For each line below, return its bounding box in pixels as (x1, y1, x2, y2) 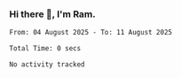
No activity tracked (9, 60, 86, 69)
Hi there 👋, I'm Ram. (9, 8, 96, 20)
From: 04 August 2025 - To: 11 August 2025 (9, 28, 173, 37)
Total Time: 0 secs (9, 44, 82, 53)
